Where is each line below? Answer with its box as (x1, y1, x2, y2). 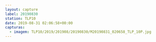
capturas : (5, 25, 25, 30)
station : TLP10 (5, 16, 36, 21)
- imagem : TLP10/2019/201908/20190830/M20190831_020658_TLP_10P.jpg (9, 29, 152, 34)
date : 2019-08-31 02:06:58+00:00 (5, 20, 73, 26)
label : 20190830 (5, 12, 38, 16)
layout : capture (5, 7, 38, 12)
